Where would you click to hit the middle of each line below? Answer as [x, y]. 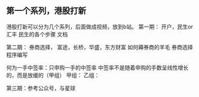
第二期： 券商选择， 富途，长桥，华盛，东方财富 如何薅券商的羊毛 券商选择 [99, 47]
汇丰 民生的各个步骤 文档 [37, 34]
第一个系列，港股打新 [46, 11]
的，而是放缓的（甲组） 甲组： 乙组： [53, 75]
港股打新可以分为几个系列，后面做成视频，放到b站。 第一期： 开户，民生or [100, 27]
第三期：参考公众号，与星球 [41, 88]
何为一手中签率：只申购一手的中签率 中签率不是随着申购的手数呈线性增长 [97, 67]
